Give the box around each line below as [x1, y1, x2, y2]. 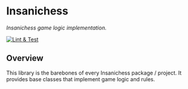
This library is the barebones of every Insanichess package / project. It [6, 69, 182, 76]
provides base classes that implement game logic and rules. [6, 75, 155, 82]
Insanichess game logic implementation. [6, 24, 107, 31]
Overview [6, 53, 44, 64]
